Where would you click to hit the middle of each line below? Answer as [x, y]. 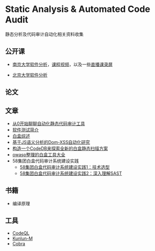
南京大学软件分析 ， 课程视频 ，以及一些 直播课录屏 [62, 64]
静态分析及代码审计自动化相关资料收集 [44, 34]
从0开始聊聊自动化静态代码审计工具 [49, 124]
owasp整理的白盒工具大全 [39, 154]
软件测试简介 [25, 129]
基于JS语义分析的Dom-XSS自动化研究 [51, 142]
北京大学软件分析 [30, 75]
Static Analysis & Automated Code [78, 9]
